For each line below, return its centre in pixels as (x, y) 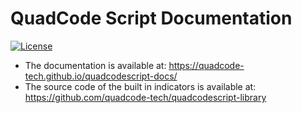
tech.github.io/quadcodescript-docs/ (101, 76)
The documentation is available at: (95, 65)
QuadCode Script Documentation (151, 18)
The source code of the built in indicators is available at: (140, 86)
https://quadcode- (206, 65)
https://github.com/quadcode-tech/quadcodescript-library (145, 97)
